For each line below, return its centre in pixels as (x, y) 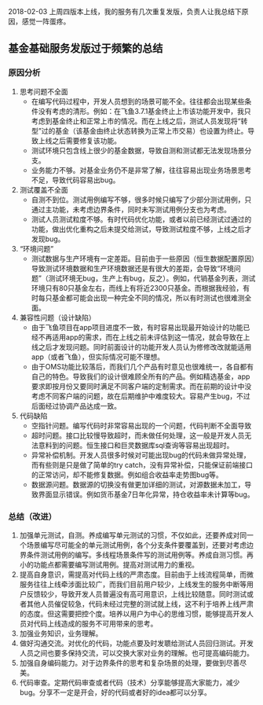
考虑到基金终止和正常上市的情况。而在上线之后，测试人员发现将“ (136, 121)
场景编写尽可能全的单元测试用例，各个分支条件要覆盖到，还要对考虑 (137, 545)
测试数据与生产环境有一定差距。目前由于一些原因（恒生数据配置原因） (143, 259)
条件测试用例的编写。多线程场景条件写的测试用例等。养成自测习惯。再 (140, 554)
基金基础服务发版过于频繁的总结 (86, 48)
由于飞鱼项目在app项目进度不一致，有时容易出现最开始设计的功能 (137, 327)
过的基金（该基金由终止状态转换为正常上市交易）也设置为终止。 (144, 130)
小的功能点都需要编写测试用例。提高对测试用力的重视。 (109, 564)
